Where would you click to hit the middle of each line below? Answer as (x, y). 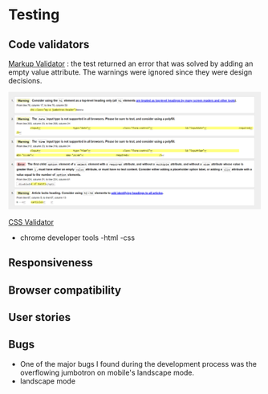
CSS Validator (31, 221)
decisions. (25, 81)
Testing (34, 15)
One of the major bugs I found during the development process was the (138, 364)
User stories (39, 317)
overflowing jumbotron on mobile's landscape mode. (107, 372)
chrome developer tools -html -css (77, 238)
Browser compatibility (65, 290)
